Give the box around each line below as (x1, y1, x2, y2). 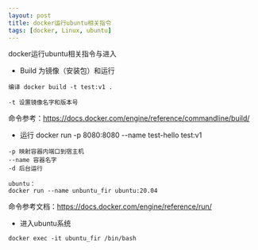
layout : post (8, 11, 52, 20)
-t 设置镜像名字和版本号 (8, 98, 79, 107)
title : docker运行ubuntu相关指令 (8, 19, 112, 27)
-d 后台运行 (8, 164, 44, 173)
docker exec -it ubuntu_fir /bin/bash (8, 235, 137, 243)
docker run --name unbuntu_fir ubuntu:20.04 (8, 187, 158, 195)
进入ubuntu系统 (19, 219, 71, 229)
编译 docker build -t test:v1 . (8, 83, 113, 91)
